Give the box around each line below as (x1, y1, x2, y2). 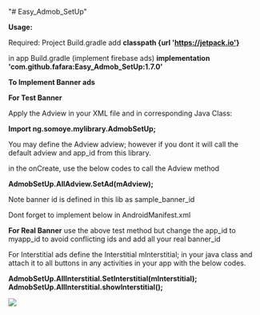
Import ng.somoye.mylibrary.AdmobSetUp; (8, 124, 156, 133)
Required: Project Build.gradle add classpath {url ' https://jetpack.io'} (8, 38, 240, 47)
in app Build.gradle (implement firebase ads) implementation (8, 54, 210, 63)
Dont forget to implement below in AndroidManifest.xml (8, 210, 191, 220)
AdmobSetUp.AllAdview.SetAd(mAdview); (8, 180, 154, 188)
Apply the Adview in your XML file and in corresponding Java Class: (8, 108, 233, 118)
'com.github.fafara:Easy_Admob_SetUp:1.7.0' (8, 62, 163, 71)
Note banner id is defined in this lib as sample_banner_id (8, 195, 195, 204)
